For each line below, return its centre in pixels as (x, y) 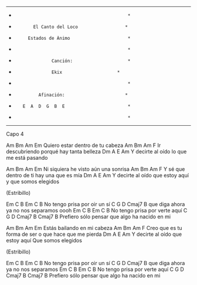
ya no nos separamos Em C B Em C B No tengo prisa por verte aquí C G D (95, 269)
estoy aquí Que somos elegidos (44, 240)
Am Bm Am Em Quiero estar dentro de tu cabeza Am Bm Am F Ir (84, 145)
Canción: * (91, 61)
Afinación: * (83, 95)
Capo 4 (15, 134)
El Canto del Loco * (80, 27)
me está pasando (27, 158)
